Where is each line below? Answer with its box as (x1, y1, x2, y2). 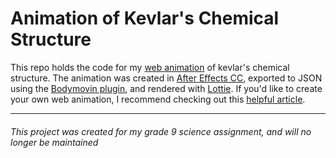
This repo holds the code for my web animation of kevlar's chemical (10, 61, 290, 73)
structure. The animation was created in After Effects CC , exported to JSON (10, 72, 323, 84)
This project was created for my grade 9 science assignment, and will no (10, 125, 312, 137)
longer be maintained (10, 136, 99, 148)
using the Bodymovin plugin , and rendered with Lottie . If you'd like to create (10, 82, 323, 94)
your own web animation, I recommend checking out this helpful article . (10, 93, 306, 105)
